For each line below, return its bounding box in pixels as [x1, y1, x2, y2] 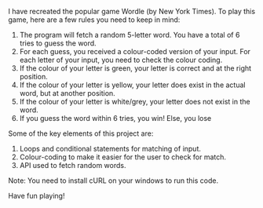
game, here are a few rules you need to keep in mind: [8, 15, 181, 24]
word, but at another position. [19, 89, 115, 97]
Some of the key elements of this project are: [8, 129, 154, 138]
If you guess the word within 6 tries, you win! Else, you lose [19, 114, 212, 122]
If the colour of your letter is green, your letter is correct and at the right [19, 64, 252, 73]
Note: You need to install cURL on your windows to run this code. [8, 176, 218, 185]
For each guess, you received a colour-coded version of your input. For [19, 47, 251, 56]
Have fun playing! [8, 192, 65, 200]
